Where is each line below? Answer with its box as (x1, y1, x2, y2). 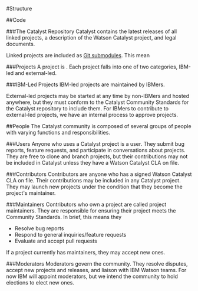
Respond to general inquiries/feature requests (14, 231, 127, 238)
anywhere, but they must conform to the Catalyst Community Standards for (6, 99, 189, 106)
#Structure (6, 5, 32, 12)
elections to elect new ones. (6, 279, 75, 286)
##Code (6, 17, 27, 23)
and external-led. (15, 70, 57, 76)
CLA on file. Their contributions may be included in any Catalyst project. (6, 177, 181, 184)
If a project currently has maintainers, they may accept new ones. (6, 249, 166, 256)
